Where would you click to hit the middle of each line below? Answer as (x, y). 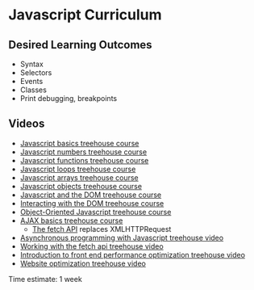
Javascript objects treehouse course (81, 186)
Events (31, 81)
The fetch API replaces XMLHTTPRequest (102, 229)
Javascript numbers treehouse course (83, 152)
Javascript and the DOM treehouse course (91, 195)
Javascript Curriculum (85, 15)
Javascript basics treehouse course (79, 143)
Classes (33, 90)
